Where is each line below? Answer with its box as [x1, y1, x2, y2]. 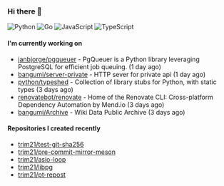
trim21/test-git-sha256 [17, 140, 84, 148]
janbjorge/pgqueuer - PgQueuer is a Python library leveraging [17, 55, 200, 63]
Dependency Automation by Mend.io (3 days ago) [17, 100, 165, 109]
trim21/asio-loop [17, 155, 66, 163]
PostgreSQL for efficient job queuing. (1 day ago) [17, 62, 162, 71]
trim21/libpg [17, 162, 54, 171]
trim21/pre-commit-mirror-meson [17, 148, 116, 156]
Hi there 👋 [7, 6, 43, 16]
